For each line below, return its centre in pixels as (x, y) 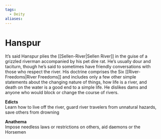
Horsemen (16, 132)
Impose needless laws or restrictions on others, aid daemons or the (73, 127)
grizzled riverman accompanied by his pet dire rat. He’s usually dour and (78, 61)
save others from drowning (32, 112)
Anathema (16, 122)
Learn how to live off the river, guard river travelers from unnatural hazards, (81, 107)
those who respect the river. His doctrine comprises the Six (65, 72)
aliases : (14, 19)
